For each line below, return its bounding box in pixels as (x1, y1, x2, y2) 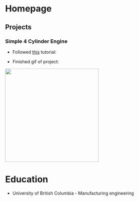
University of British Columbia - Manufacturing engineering (12, 190, 135, 196)
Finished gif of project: (12, 58, 59, 65)
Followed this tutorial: (12, 49, 57, 55)
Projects (5, 23, 32, 31)
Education (5, 174, 48, 185)
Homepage (5, 3, 52, 14)
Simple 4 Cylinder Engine (5, 38, 68, 45)
